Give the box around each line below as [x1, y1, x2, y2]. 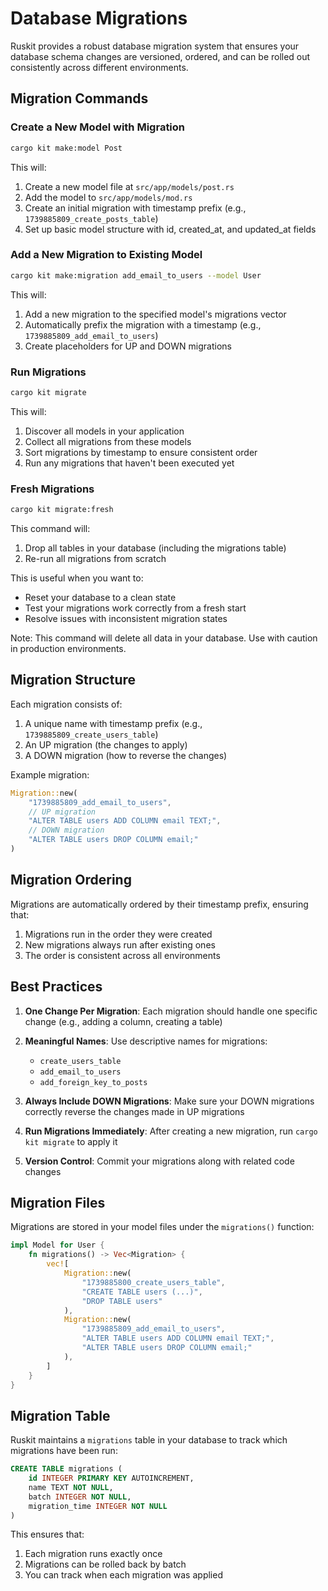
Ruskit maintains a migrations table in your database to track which [10, 1434, 288, 1446]
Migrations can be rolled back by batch [24, 1558, 187, 1571]
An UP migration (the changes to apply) [24, 738, 188, 751]
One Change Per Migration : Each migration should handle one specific [24, 1005, 318, 1017]
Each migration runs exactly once [24, 1548, 163, 1560]
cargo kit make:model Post [10, 143, 123, 153]
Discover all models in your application [24, 425, 185, 437]
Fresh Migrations [10, 482, 95, 496]
